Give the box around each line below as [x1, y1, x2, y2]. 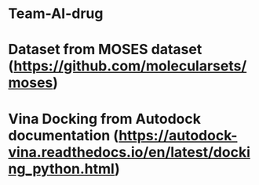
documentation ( [8, 126, 119, 144]
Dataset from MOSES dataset [8, 41, 202, 59]
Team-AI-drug [8, 5, 104, 23]
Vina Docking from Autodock [8, 110, 202, 128]
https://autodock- [119, 126, 238, 144]
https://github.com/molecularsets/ [13, 57, 247, 75]
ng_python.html [8, 160, 115, 177]
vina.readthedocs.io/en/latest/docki [8, 143, 251, 161]
